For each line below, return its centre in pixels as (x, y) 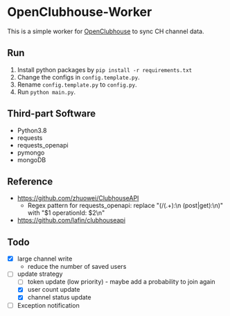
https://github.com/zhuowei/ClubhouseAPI (78, 198)
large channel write (45, 259)
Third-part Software (51, 114)
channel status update (59, 297)
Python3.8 (32, 130)
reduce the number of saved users (77, 267)
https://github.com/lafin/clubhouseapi (71, 220)
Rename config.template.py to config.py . (77, 85)
